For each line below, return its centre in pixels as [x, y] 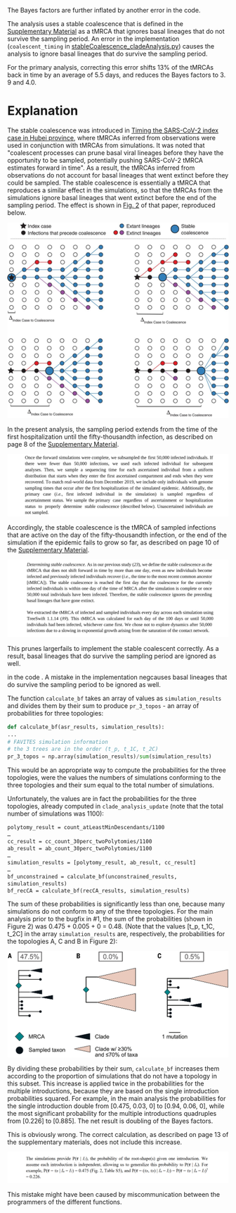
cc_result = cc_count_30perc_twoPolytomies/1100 [80, 842]
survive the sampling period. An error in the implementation [93, 39]
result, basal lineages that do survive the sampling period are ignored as [112, 656]
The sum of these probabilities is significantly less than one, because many [116, 904]
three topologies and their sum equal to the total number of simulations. [111, 785]
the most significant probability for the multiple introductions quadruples [112, 1114]
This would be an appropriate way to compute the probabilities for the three [117, 770]
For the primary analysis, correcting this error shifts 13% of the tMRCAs [111, 67]
